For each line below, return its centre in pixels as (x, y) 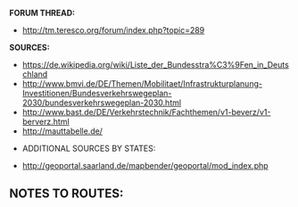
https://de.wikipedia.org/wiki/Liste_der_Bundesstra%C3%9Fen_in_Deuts (156, 65)
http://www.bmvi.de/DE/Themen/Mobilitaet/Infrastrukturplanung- (142, 83)
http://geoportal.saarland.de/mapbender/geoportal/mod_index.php (145, 166)
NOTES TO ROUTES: (66, 194)
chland (35, 74)
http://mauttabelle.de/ (62, 131)
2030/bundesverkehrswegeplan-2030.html (101, 103)
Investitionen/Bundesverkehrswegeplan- (97, 93)
